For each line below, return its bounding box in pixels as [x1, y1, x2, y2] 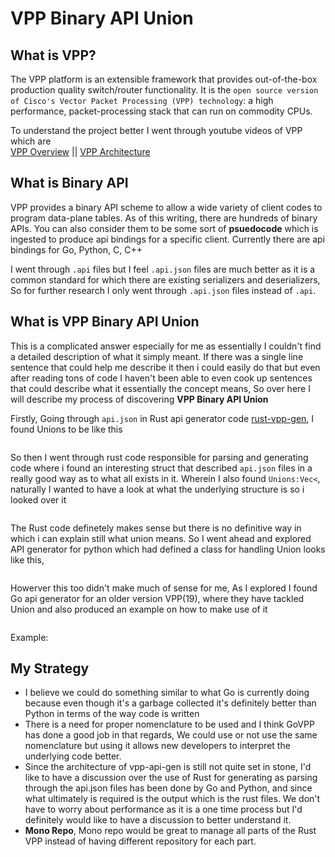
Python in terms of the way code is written [24, 708, 200, 720]
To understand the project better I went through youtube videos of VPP [10, 125, 303, 136]
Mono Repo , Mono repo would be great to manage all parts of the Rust [24, 825, 317, 837]
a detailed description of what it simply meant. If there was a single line [10, 350, 304, 362]
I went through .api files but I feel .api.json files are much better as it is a [10, 263, 316, 275]
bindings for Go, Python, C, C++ [10, 243, 143, 256]
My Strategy [10, 660, 90, 677]
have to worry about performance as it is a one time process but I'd [24, 803, 303, 816]
